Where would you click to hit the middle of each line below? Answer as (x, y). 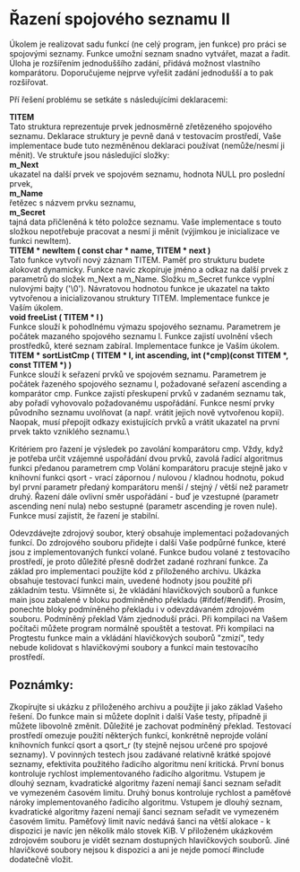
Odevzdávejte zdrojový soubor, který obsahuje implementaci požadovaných (149, 533)
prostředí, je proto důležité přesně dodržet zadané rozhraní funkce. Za (139, 562)
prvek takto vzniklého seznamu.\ (69, 432)
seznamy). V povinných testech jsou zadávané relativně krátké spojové (140, 754)
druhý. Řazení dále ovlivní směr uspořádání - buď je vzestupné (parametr (144, 496)
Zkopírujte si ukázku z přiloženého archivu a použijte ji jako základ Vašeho (146, 706)
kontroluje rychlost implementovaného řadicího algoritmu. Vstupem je (137, 773)
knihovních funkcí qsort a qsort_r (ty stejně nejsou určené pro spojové (139, 745)
